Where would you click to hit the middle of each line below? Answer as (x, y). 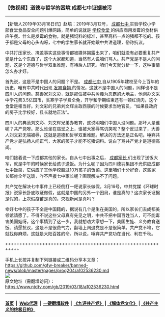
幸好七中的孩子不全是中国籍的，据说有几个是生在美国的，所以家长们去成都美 (82, 209)
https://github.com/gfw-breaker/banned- (47, 265)
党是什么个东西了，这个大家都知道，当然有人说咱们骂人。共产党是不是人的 (80, 59)
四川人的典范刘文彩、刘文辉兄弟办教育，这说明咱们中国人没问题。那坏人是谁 (82, 123)
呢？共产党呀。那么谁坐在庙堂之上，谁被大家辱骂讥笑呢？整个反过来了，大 (80, 129)
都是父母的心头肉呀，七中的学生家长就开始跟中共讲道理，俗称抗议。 (78, 42)
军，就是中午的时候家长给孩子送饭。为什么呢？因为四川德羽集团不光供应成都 (82, 164)
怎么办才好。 (18, 71)
